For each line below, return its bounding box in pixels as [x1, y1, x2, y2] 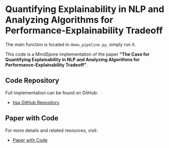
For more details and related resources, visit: [5, 127, 98, 133]
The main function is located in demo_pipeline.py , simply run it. [5, 41, 136, 47]
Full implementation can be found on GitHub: [5, 89, 98, 96]
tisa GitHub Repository [12, 99, 60, 105]
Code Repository [5, 76, 60, 85]
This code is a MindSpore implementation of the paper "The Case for [5, 51, 150, 57]
